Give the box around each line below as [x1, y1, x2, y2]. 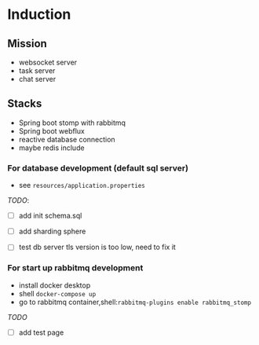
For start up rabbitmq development [7, 262, 144, 273]
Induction [7, 6, 71, 24]
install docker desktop [18, 281, 91, 290]
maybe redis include [18, 143, 85, 152]
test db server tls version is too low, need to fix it [18, 242, 176, 252]
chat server [18, 75, 57, 83]
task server [18, 66, 56, 75]
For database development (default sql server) [7, 163, 189, 174]
